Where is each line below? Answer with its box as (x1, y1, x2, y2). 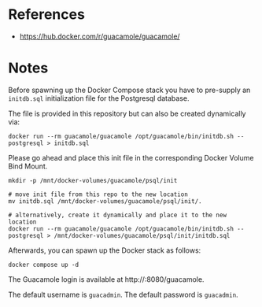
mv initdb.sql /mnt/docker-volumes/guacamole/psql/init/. (8, 197, 202, 205)
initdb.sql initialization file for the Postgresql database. (8, 93, 190, 103)
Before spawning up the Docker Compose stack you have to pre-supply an (8, 85, 251, 94)
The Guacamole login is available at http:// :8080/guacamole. (8, 274, 205, 284)
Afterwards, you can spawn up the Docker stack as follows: (8, 246, 201, 255)
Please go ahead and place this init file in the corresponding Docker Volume (8, 153, 254, 162)
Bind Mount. (8, 161, 48, 171)
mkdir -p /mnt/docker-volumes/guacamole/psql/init (8, 176, 178, 184)
